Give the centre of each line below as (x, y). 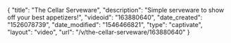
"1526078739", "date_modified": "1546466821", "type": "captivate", (105, 25)
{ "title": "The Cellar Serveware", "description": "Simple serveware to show (115, 10)
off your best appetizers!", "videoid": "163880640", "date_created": (105, 17)
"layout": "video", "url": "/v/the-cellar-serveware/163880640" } (99, 32)
